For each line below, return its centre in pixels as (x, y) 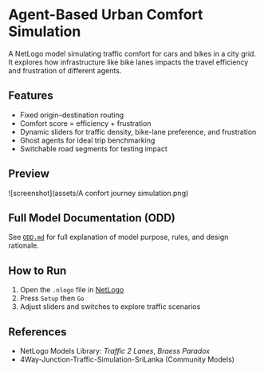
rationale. (24, 245)
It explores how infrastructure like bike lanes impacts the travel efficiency (128, 62)
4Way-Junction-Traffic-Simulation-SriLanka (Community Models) (127, 359)
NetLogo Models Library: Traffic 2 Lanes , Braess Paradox (114, 351)
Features (31, 96)
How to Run (37, 270)
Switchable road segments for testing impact (93, 148)
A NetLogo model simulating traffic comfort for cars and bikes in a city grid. (132, 53)
